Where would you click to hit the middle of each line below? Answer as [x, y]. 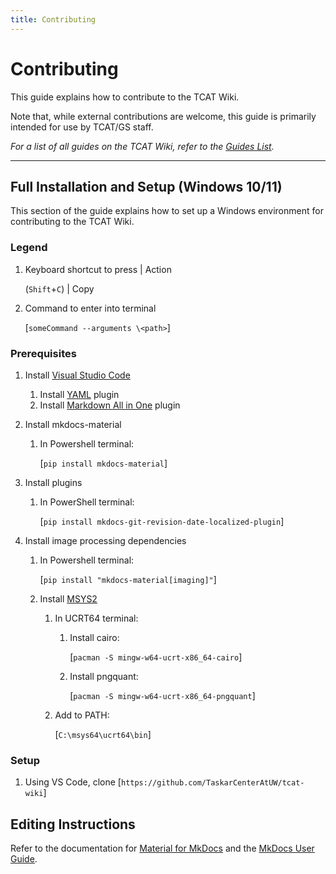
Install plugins [53, 482]
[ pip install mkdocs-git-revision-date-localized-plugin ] [162, 521]
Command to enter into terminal [90, 308]
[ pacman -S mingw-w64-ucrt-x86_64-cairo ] [156, 657]
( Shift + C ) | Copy [59, 288]
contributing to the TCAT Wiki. [72, 222]
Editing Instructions [73, 824]
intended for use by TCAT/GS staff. [82, 127]
